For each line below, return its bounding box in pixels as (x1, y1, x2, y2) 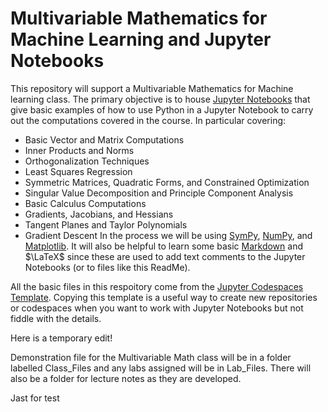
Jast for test (10, 392, 60, 404)
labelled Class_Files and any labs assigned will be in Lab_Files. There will (10, 362, 312, 374)
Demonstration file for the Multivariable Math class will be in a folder (10, 351, 292, 363)
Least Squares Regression (24, 165, 133, 177)
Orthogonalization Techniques (24, 155, 150, 167)
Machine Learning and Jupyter (10, 28, 272, 51)
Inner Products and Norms (24, 144, 135, 156)
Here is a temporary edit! (10, 332, 113, 344)
